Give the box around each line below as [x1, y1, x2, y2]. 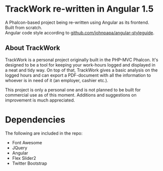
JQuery [12, 145, 28, 151]
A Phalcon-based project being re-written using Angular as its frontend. [5, 19, 149, 25]
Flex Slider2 [12, 155, 37, 161]
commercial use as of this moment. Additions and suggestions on [5, 92, 137, 98]
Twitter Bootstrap [12, 160, 47, 166]
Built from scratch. [5, 24, 42, 30]
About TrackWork [5, 44, 61, 52]
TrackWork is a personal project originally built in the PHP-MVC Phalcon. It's [5, 57, 159, 63]
